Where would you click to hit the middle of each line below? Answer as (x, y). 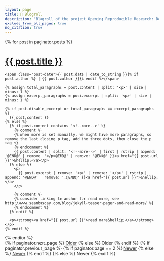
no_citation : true (24, 28)
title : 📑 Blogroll (24, 14)
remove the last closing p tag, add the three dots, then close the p (78, 139)
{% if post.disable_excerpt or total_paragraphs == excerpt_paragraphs (79, 109)
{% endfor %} (19, 238)
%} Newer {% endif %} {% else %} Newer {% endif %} (60, 254)
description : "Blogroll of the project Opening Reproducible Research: (79, 19)
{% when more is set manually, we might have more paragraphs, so (83, 135)
